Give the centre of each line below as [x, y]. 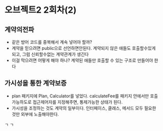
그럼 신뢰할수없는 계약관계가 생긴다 [55, 54]
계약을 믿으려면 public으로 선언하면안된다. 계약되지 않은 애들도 [71, 48]
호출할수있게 [144, 48]
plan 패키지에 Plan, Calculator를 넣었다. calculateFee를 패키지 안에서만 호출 [85, 96]
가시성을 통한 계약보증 [36, 83]
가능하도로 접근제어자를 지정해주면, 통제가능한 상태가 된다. [67, 102]
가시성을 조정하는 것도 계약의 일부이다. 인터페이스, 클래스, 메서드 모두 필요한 [84, 108]
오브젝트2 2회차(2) [41, 10]
